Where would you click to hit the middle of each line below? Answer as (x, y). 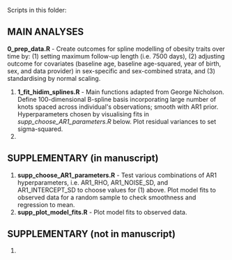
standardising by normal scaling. (54, 78)
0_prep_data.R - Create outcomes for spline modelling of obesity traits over (116, 49)
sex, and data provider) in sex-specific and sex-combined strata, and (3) (111, 71)
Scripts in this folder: (37, 10)
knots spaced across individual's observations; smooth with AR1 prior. (118, 107)
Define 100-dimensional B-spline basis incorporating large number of (117, 99)
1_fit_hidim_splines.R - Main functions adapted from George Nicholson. (121, 92)
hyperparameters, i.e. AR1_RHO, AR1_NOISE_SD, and (93, 182)
